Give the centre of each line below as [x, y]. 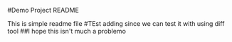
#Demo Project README [43, 10]
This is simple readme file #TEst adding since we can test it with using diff [116, 23]
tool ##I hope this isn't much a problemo [67, 31]
